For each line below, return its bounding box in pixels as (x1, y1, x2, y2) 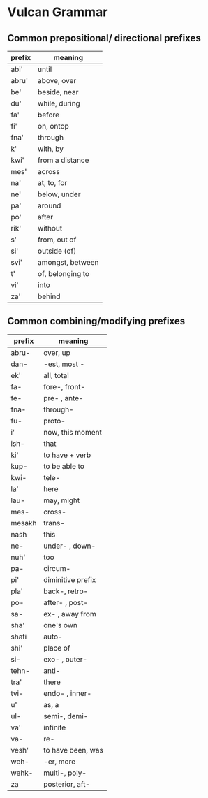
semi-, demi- (43, 711, 89, 720)
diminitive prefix (43, 574, 96, 584)
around (37, 201, 61, 210)
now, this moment (43, 427, 103, 437)
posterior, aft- (43, 779, 91, 789)
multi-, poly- (43, 768, 87, 778)
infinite (43, 723, 66, 732)
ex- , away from (43, 609, 96, 618)
